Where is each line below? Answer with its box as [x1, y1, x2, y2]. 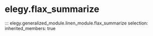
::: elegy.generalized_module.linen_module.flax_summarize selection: [5, 20, 148, 26]
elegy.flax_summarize [5, 3, 100, 15]
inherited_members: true [5, 25, 56, 31]
